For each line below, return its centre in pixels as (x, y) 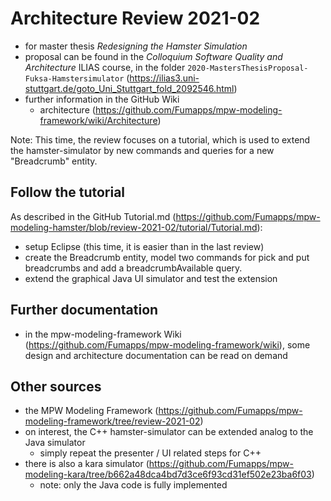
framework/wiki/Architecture (98, 120)
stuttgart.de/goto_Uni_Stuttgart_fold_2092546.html (129, 88)
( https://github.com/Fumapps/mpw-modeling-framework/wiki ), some (167, 344)
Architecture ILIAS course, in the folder (105, 67)
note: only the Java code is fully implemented (133, 485)
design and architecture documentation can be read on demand (156, 355)
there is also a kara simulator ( (87, 464)
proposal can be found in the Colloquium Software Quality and (153, 56)
